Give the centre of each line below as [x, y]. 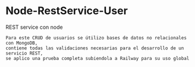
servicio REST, [24, 53]
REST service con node [34, 27]
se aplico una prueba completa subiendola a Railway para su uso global [97, 58]
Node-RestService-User [67, 11]
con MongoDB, [22, 43]
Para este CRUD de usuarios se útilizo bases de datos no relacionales [96, 38]
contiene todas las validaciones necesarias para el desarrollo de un [95, 48]
